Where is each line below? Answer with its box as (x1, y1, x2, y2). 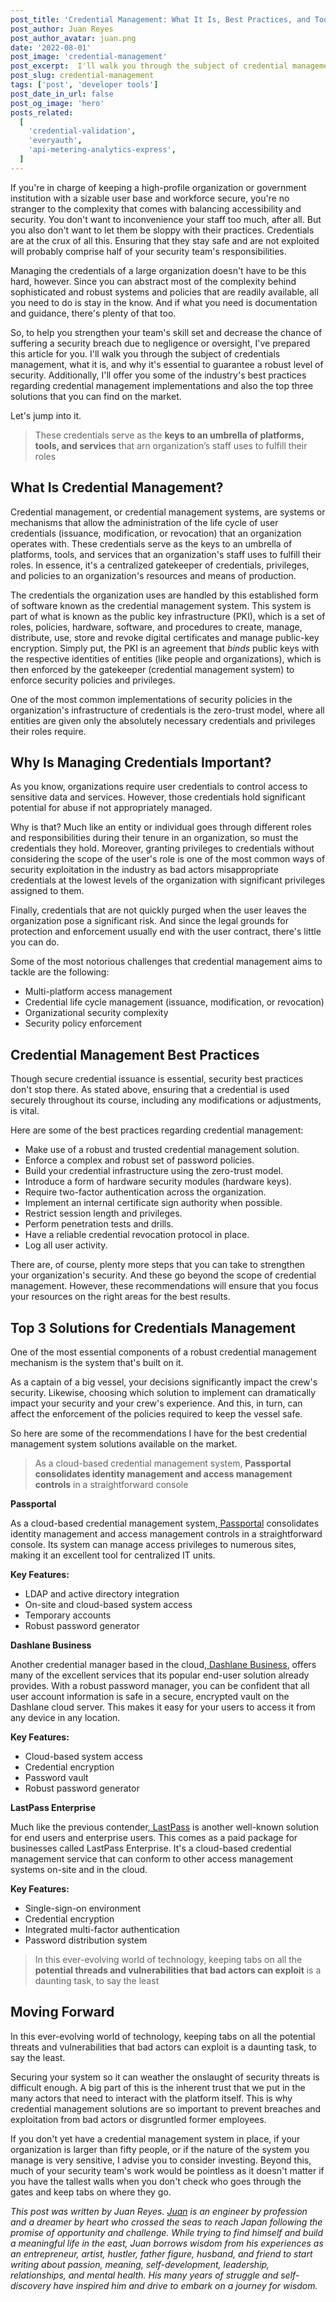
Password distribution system (24, 1934, 148, 1946)
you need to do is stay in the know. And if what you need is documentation (10, 296, 318, 308)
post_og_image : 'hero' (10, 98, 105, 108)
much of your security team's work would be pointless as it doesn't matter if (10, 2164, 325, 2176)
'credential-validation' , (28, 126, 137, 136)
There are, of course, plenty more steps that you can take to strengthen (10, 1259, 306, 1271)
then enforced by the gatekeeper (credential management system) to (10, 663, 295, 675)
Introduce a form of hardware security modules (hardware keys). (24, 1176, 292, 1188)
